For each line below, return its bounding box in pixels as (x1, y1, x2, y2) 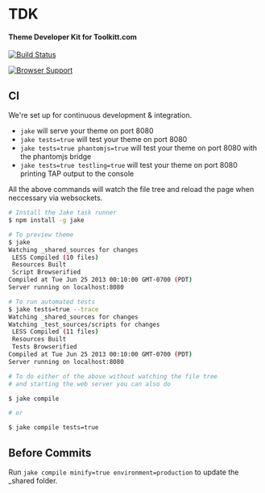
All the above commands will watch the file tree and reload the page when (8, 185, 255, 194)
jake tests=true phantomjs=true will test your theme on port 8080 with (19, 143, 258, 153)
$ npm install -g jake (8, 216, 85, 224)
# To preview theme (8, 231, 74, 239)
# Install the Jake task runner (8, 209, 117, 217)
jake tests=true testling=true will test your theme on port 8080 (19, 161, 238, 170)
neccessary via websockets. (8, 193, 103, 203)
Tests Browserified (11, 343, 78, 351)
